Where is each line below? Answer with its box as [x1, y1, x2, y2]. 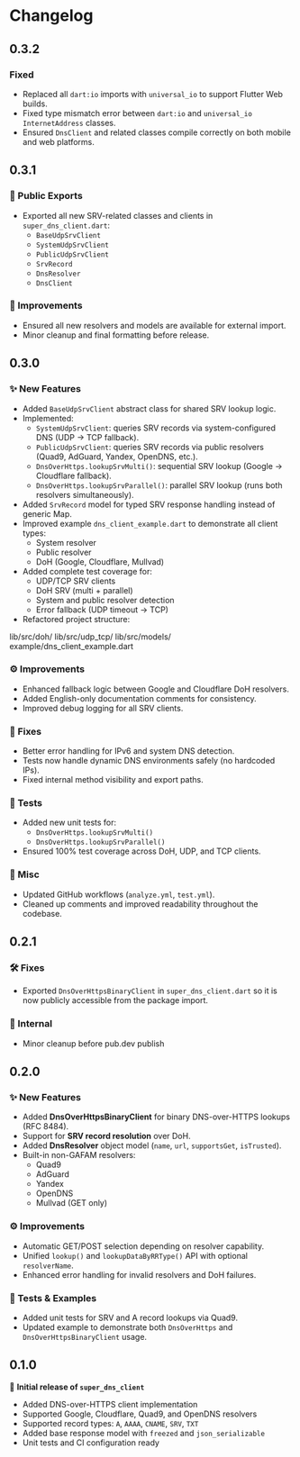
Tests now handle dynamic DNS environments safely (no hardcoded [22, 756, 276, 766]
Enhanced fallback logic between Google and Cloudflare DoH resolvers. [22, 683, 290, 694]
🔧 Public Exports [9, 190, 83, 203]
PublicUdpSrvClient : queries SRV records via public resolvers [35, 441, 264, 452]
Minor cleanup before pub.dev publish [22, 1037, 165, 1049]
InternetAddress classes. [22, 117, 116, 128]
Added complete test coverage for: [22, 566, 153, 576]
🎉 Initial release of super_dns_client [9, 1381, 145, 1392]
